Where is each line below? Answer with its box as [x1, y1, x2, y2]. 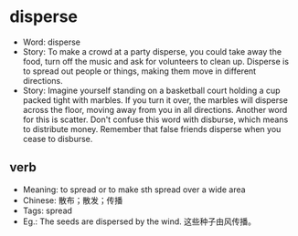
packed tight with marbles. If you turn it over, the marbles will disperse [22, 94, 288, 106]
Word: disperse [22, 36, 80, 47]
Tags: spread [22, 205, 73, 216]
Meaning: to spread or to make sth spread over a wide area [22, 184, 246, 195]
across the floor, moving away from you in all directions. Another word [22, 104, 288, 115]
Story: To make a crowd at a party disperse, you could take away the [22, 46, 282, 56]
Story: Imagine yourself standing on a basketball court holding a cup [22, 85, 281, 96]
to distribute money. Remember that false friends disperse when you [22, 123, 282, 134]
